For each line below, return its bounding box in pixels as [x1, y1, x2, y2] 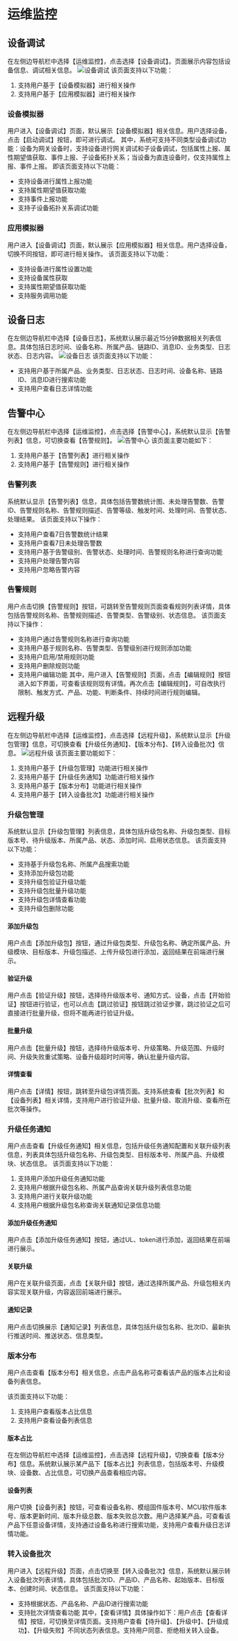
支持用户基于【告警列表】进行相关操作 [17, 451, 130, 460]
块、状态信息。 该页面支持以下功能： [7, 1159, 115, 1168]
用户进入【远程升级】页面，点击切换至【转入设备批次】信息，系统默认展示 [7, 1567, 225, 1575]
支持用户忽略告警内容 [17, 565, 80, 574]
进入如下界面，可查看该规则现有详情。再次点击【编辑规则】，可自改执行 [17, 679, 226, 687]
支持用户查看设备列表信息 [17, 1416, 93, 1424]
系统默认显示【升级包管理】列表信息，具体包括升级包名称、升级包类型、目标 [7, 827, 231, 835]
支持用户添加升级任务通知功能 [17, 1174, 105, 1183]
